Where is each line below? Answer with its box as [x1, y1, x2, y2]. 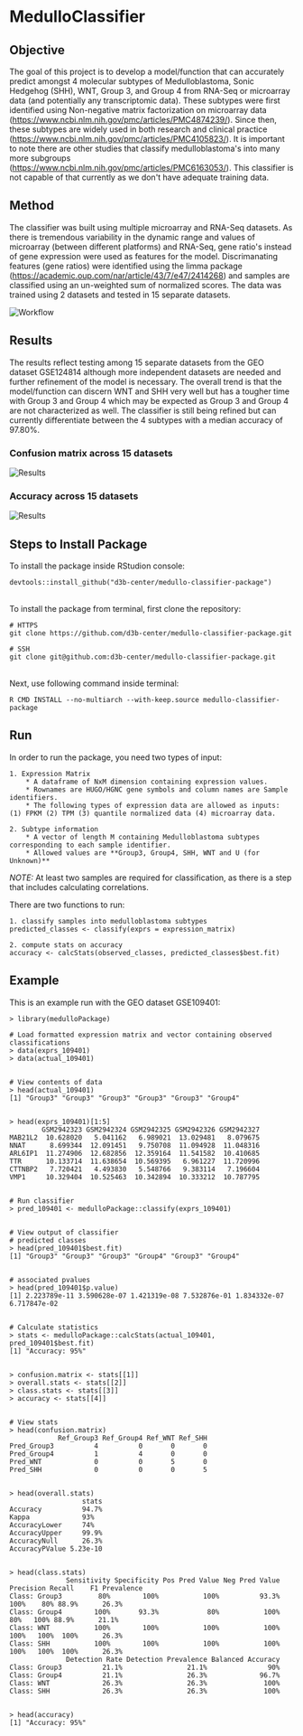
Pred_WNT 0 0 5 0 [9, 1457, 207, 1466]
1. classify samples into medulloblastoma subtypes [9, 916, 207, 925]
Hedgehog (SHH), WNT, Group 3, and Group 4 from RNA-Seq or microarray [9, 86, 290, 96]
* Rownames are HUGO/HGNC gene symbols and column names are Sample [25, 784, 289, 794]
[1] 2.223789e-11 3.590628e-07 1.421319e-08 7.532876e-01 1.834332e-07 [9, 1290, 284, 1300]
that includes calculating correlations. [9, 881, 149, 892]
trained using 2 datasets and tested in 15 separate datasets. [9, 289, 232, 300]
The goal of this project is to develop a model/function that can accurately [9, 66, 285, 77]
